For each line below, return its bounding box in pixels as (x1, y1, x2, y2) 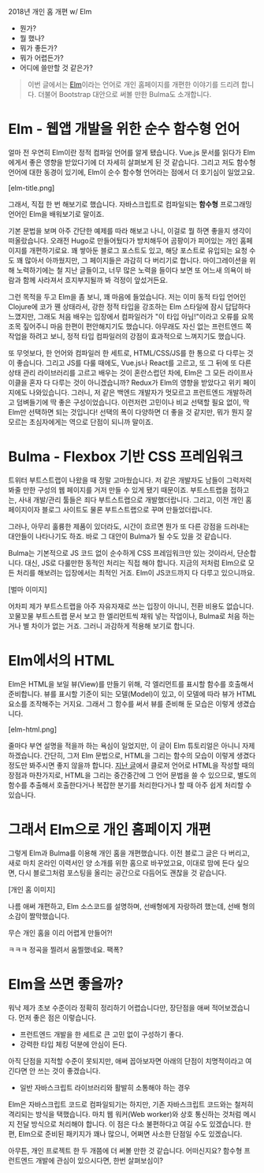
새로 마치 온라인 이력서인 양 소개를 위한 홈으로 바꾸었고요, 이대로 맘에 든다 (8, 858, 235, 867)
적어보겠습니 (211, 1003, 251, 1012)
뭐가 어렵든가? (19, 54, 65, 62)
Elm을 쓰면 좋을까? (8, 975, 124, 993)
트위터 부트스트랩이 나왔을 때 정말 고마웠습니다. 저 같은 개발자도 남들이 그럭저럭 (8, 475, 252, 485)
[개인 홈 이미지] (8, 884, 56, 894)
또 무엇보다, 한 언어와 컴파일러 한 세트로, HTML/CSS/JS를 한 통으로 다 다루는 (8, 348, 246, 357)
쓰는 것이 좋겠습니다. (37, 1066, 101, 1075)
